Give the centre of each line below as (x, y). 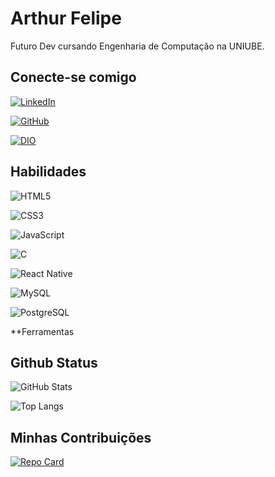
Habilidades (48, 172)
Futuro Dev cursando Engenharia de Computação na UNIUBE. (137, 46)
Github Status (54, 362)
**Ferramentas (42, 331)
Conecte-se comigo (73, 77)
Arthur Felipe (66, 18)
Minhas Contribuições (81, 437)
